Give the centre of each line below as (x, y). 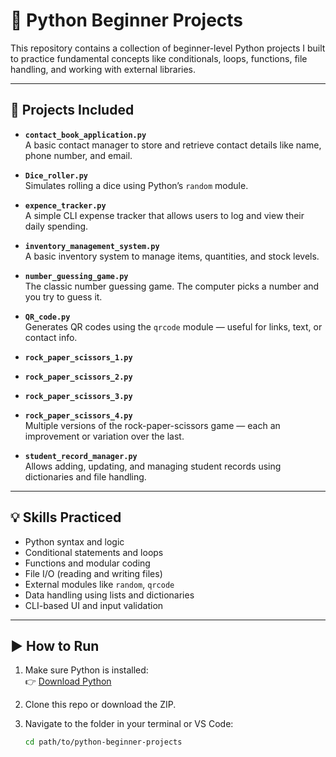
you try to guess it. (63, 296)
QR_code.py (47, 317)
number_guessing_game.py (76, 276)
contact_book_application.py (85, 135)
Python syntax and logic (74, 541)
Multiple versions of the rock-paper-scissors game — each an (152, 425)
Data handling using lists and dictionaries (109, 595)
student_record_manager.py (81, 456)
